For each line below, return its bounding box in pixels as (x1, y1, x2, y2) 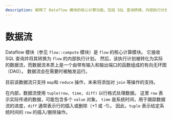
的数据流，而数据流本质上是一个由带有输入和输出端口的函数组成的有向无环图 (5, 62, 167, 68)
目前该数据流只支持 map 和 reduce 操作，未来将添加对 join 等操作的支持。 (5, 79, 158, 85)
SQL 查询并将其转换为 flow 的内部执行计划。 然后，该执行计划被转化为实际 (5, 55, 163, 61)
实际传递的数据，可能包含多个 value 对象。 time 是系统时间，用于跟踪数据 (9, 96, 166, 102)
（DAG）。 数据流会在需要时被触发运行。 (5, 68, 91, 74)
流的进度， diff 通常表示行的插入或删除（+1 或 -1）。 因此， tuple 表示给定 (5, 103, 160, 109)
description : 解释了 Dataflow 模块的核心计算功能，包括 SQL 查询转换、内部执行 (5, 7, 161, 13)
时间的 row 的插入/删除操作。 (9, 109, 71, 115)
